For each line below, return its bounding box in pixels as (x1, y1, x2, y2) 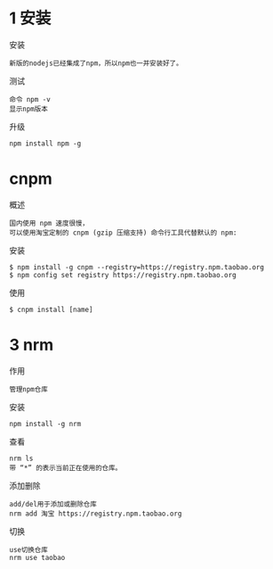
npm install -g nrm (9, 419, 82, 428)
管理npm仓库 (9, 384, 49, 393)
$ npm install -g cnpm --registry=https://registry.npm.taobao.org (9, 262, 265, 272)
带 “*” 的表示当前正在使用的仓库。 (9, 463, 123, 473)
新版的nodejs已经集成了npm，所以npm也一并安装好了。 (9, 59, 183, 68)
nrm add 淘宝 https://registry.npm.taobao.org (9, 509, 182, 518)
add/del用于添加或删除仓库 (9, 499, 98, 508)
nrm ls (9, 454, 34, 463)
